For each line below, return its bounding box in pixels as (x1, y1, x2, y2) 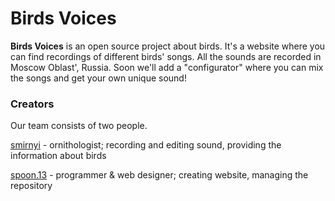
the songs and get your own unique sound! (10, 72, 187, 84)
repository (10, 180, 53, 192)
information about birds (10, 150, 107, 162)
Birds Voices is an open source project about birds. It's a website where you (10, 40, 326, 52)
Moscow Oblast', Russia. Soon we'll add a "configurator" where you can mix (10, 61, 324, 73)
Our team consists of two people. (10, 120, 148, 132)
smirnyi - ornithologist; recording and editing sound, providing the (10, 139, 282, 151)
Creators (10, 97, 55, 111)
